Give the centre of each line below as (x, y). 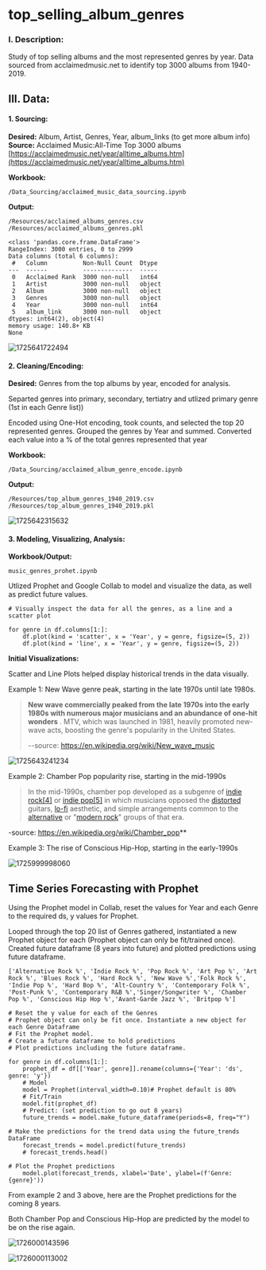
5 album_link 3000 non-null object (86, 312)
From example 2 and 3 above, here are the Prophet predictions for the (122, 1195)
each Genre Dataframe (44, 1027)
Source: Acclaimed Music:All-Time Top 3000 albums (95, 146)
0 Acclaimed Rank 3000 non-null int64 (85, 277)
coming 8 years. (35, 1204)
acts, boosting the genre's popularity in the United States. (142, 730)
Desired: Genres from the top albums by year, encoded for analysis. (120, 384)
